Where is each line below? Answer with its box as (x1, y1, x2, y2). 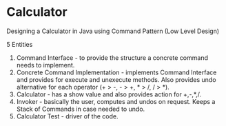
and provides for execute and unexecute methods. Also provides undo (16, 75, 216, 83)
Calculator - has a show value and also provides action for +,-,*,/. (16, 90, 202, 98)
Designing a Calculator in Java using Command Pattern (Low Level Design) (6, 27, 220, 35)
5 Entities (6, 40, 33, 48)
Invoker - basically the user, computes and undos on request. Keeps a (16, 97, 216, 105)
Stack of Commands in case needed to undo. (16, 105, 145, 113)
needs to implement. (16, 61, 75, 69)
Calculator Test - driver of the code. (16, 112, 119, 120)
